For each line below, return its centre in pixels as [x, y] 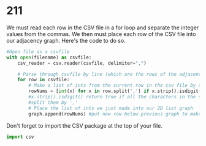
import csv [20, 137]
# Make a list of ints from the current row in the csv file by [112, 86]
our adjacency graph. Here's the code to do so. [66, 40]
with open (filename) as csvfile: [49, 57]
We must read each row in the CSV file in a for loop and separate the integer [103, 27]
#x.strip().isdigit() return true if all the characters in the [112, 97]
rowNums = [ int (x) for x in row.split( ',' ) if [89, 91]
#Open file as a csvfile [38, 52]
